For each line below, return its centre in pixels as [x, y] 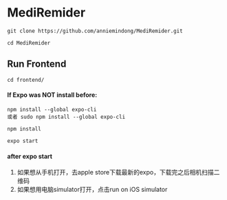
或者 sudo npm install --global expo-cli [66, 117]
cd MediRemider [29, 43]
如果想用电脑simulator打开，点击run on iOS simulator [92, 190]
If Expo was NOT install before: [52, 95]
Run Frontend [37, 64]
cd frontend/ [26, 80]
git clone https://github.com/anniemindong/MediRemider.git [95, 31]
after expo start [30, 156]
